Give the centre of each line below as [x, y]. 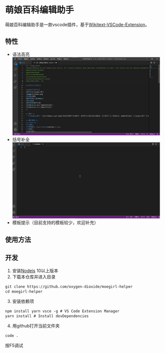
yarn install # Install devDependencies [47, 316]
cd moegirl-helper [24, 291]
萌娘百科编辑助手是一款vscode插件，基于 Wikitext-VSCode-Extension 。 [77, 25]
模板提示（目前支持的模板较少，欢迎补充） [55, 223]
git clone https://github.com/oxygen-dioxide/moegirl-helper [69, 287]
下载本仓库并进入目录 [34, 277]
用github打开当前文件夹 [36, 326]
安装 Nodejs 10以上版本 [35, 271]
